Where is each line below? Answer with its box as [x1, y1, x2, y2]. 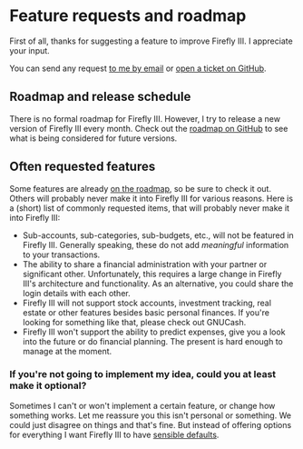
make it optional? [9, 379, 87, 392]
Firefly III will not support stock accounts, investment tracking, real [22, 297, 272, 308]
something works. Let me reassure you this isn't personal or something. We [9, 410, 292, 421]
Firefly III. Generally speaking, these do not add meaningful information [22, 239, 289, 250]
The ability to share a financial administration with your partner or [22, 258, 268, 269]
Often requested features [9, 159, 156, 175]
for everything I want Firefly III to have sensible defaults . [9, 429, 220, 440]
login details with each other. [22, 287, 131, 298]
